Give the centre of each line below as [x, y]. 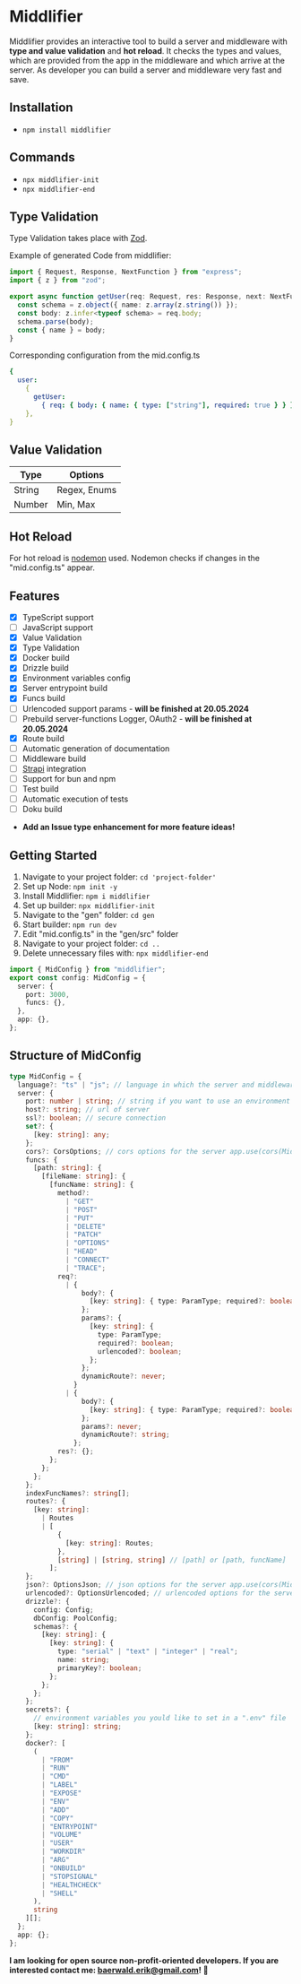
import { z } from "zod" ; [57, 281]
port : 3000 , [47, 994]
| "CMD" [56, 1777]
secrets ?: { [47, 1710]
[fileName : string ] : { [84, 1176]
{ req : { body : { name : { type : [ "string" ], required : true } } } [168, 405]
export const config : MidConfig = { [77, 978]
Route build [43, 738]
